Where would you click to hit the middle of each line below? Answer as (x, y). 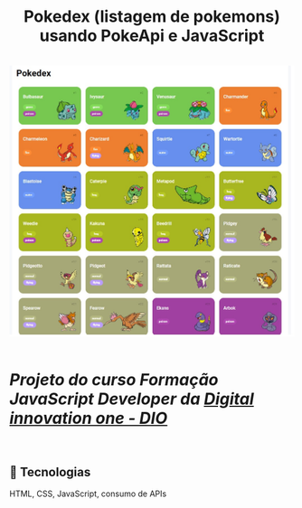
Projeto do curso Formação (114, 380)
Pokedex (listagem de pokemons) (152, 17)
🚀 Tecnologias (50, 472)
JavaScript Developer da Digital (132, 399)
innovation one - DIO (89, 419)
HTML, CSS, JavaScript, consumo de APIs (88, 494)
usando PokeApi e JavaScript (152, 36)
